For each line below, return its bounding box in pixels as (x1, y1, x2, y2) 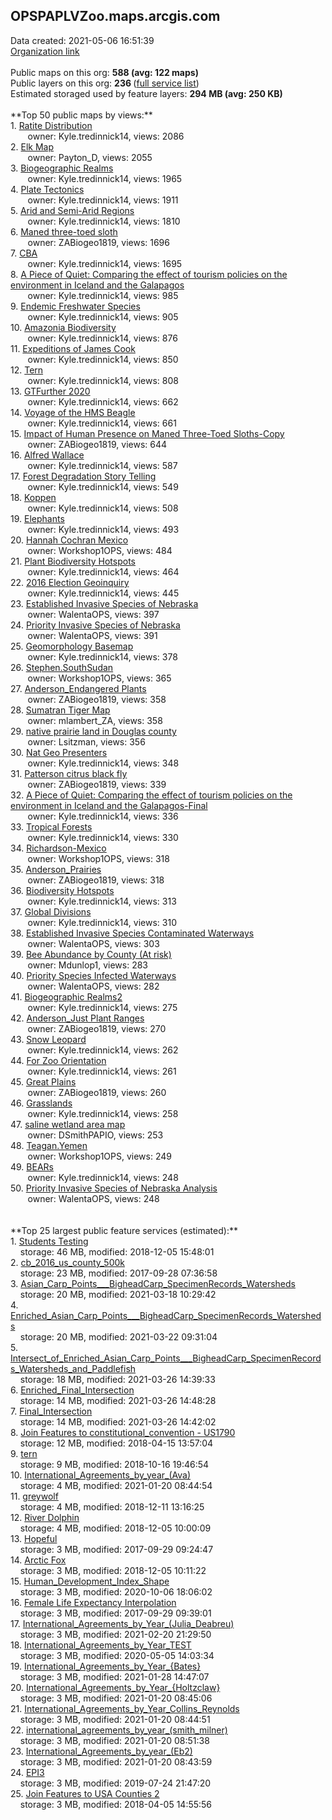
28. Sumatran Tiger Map (10, 704, 111, 716)
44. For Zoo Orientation (10, 1054, 107, 1066)
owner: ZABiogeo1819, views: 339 (27, 778, 167, 790)
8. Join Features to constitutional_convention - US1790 (10, 1426, 236, 1438)
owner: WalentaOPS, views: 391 (27, 629, 158, 641)
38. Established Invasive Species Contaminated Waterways (10, 927, 255, 939)
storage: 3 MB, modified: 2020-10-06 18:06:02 (19, 1585, 213, 1598)
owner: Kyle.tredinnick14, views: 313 (27, 895, 177, 907)
